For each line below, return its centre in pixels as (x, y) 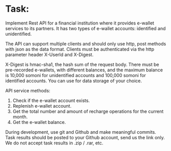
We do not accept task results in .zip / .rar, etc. (54, 143)
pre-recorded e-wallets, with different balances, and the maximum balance (84, 70)
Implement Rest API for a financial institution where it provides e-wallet (80, 23)
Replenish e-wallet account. (42, 106)
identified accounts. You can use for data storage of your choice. (74, 81)
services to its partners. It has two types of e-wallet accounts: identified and (86, 28)
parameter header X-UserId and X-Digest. (49, 55)
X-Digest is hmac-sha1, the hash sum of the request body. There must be (82, 64)
